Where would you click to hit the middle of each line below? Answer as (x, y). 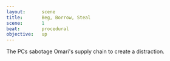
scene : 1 (25, 23)
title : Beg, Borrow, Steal (49, 18)
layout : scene (31, 12)
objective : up (27, 34)
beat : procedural (38, 29)
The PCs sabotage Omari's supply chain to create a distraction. (86, 51)
